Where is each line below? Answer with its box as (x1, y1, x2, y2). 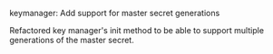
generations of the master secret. (9, 35, 134, 45)
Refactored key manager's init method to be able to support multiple (9, 25, 265, 35)
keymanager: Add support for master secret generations (9, 8, 220, 18)
